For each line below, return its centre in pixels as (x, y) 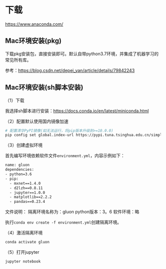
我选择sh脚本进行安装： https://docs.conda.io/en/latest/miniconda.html (77, 111)
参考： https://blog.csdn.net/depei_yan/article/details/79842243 (70, 70)
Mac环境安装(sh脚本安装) (44, 88)
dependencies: (20, 170)
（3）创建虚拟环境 (24, 145)
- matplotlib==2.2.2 (31, 197)
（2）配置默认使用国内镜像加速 (37, 121)
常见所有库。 (18, 60)
